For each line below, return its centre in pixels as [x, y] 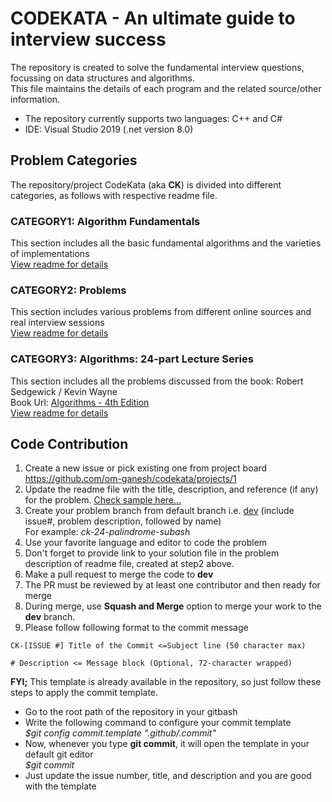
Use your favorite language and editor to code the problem [146, 543]
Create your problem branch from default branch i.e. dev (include [159, 511]
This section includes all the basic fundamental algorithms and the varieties [166, 243]
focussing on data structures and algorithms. [103, 78]
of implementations [50, 254]
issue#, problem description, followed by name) [123, 521]
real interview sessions [57, 323]
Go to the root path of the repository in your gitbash [131, 712]
